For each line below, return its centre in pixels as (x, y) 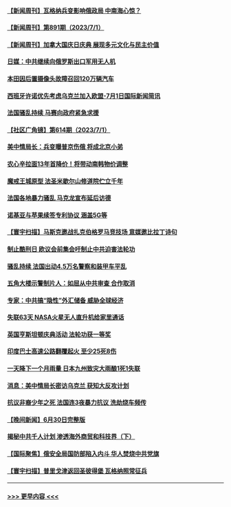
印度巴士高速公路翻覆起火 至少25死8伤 (62, 351)
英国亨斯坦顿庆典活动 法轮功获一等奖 (59, 334)
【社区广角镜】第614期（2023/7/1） (59, 130)
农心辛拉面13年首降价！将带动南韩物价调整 (68, 164)
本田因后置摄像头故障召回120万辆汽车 (61, 79)
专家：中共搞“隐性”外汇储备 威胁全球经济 (65, 300)
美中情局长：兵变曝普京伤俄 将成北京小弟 (65, 147)
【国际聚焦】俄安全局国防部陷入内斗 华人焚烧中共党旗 (83, 454)
